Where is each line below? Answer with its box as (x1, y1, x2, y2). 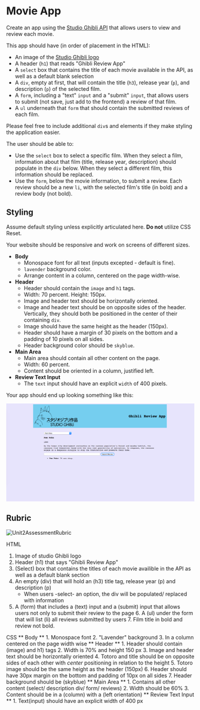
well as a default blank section (14, 571, 90, 578)
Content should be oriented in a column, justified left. (23, 367, 155, 374)
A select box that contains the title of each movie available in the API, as (14, 66, 193, 73)
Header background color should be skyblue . (23, 342, 135, 349)
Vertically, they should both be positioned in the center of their (23, 310, 178, 317)
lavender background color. (23, 265, 92, 273)
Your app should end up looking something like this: (6, 391, 134, 398)
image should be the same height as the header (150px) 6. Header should (6, 665, 187, 672)
